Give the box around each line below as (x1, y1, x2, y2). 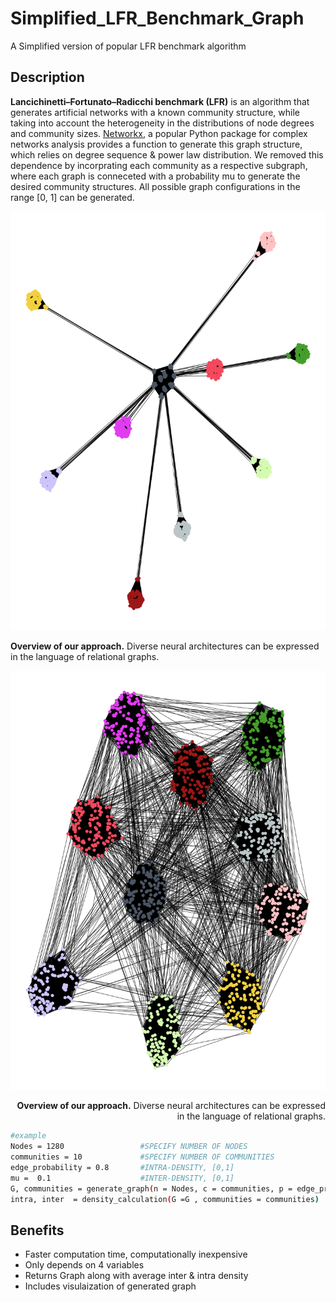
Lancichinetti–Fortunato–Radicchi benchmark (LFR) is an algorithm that (10, 95, 310, 107)
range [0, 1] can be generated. (10, 191, 135, 203)
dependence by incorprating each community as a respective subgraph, (10, 159, 308, 171)
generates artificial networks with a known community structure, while (10, 106, 300, 118)
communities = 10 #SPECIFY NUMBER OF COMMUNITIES (10, 1152, 275, 1162)
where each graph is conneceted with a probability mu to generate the (10, 170, 301, 182)
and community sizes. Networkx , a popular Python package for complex (10, 127, 308, 139)
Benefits (10, 1222, 65, 1239)
